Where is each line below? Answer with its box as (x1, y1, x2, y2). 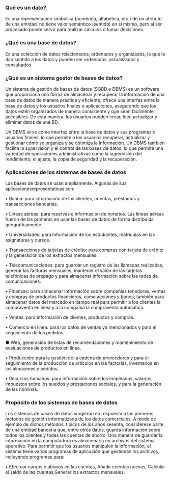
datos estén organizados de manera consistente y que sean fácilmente (5, 108, 154, 114)
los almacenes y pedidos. (5, 366, 59, 372)
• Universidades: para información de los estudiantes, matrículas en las (5, 231, 155, 238)
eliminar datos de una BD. (5, 119, 60, 125)
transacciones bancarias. (5, 201, 59, 207)
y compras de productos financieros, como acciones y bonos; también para (5, 294, 164, 300)
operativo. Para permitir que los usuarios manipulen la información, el (5, 443, 151, 449)
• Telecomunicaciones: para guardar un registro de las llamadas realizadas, (5, 262, 164, 269)
